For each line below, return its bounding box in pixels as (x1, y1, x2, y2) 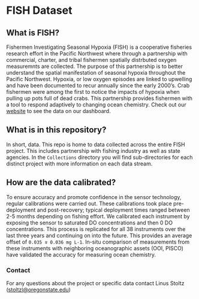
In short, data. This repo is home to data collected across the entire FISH (6, 141, 185, 148)
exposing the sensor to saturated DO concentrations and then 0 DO (6, 219, 173, 226)
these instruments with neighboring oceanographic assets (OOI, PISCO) (6, 244, 184, 251)
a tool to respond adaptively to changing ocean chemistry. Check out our (6, 101, 187, 108)
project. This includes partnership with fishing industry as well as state (6, 147, 181, 154)
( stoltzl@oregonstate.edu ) (6, 286, 71, 293)
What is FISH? (6, 28, 60, 38)
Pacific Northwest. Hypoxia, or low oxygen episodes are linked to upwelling (6, 76, 192, 82)
